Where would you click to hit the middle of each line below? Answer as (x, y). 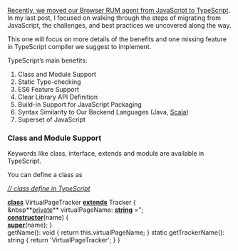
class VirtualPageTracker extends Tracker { (72, 203)
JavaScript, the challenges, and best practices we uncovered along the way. (119, 25)
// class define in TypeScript (49, 188)
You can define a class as (45, 175)
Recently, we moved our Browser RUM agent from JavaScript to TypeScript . (119, 10)
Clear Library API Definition (58, 97)
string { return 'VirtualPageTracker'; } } (64, 240)
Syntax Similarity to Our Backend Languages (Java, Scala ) (103, 112)
